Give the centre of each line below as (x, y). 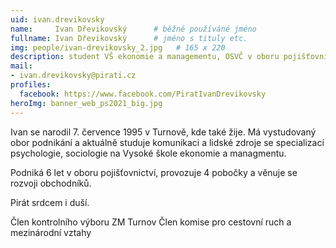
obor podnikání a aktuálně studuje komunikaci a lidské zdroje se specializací (167, 142)
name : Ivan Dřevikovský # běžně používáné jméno (133, 29)
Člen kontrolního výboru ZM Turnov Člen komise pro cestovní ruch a (151, 222)
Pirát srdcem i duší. (50, 202)
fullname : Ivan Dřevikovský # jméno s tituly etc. (129, 38)
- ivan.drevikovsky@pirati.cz (73, 76)
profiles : (31, 85)
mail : (21, 66)
